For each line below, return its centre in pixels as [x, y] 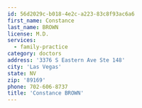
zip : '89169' [27, 80]
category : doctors [34, 54]
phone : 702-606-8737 [38, 87]
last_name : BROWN [33, 27]
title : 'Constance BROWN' [45, 93]
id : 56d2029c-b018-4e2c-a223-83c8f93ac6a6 [71, 14]
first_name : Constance [41, 21]
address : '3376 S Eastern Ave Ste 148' [66, 60]
